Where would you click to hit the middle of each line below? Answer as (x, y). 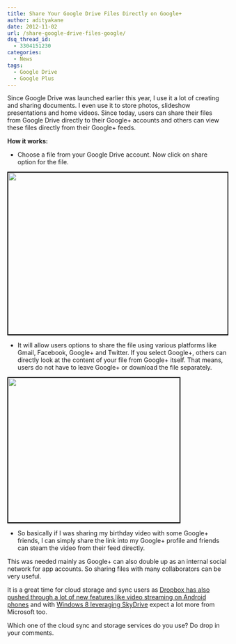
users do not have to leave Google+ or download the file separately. (115, 368)
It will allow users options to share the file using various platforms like (117, 345)
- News (23, 59)
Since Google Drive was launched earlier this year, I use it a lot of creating (113, 98)
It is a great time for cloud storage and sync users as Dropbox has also (109, 590)
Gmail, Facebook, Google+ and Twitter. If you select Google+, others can (122, 353)
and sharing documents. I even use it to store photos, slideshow (99, 106)
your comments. (31, 633)
